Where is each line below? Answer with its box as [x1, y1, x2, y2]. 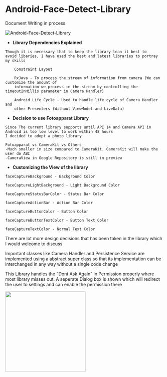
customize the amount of [5, 80, 57, 85]
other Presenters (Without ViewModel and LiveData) [14, 106, 124, 111]
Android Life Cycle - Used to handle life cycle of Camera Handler [14, 97, 158, 102]
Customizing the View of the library [12, 164, 89, 170]
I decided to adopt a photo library [5, 133, 82, 138]
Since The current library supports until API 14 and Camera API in [5, 124, 151, 130]
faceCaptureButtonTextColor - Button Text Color [5, 218, 109, 223]
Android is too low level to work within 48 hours [5, 129, 113, 134]
